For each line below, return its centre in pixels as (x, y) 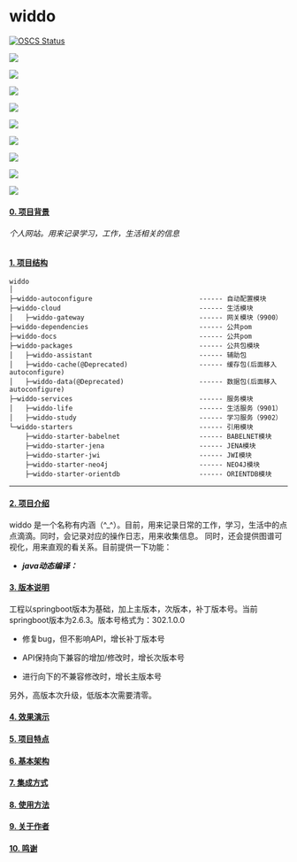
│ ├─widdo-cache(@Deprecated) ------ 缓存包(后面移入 (143, 365)
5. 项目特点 (29, 739)
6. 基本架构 (30, 761)
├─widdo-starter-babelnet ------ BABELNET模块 (148, 437)
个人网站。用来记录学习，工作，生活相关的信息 (94, 234)
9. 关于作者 (30, 827)
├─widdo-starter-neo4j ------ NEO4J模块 (143, 465)
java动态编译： (49, 566)
